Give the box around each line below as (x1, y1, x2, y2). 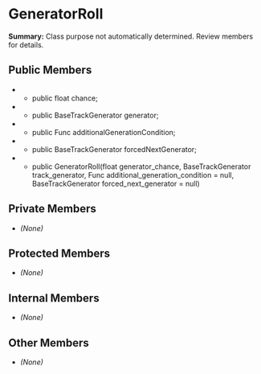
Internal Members (8, 291, 100, 305)
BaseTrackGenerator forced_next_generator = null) (31, 179, 201, 188)
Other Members (8, 335, 90, 350)
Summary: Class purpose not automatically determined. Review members (8, 31, 254, 41)
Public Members (8, 64, 92, 77)
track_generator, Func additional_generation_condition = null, (31, 170, 234, 179)
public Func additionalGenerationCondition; (31, 127, 176, 137)
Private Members (8, 202, 96, 216)
